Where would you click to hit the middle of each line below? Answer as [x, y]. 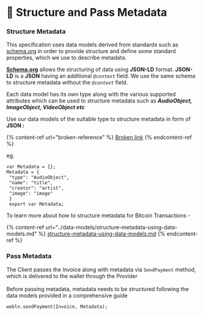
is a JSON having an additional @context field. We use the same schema [105, 76]
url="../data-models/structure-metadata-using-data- [111, 228]
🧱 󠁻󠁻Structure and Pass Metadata [87, 13]
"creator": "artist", [36, 189]
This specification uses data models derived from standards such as [93, 45]
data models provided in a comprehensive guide [67, 295]
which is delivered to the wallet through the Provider [72, 276]
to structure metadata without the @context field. [67, 82]
